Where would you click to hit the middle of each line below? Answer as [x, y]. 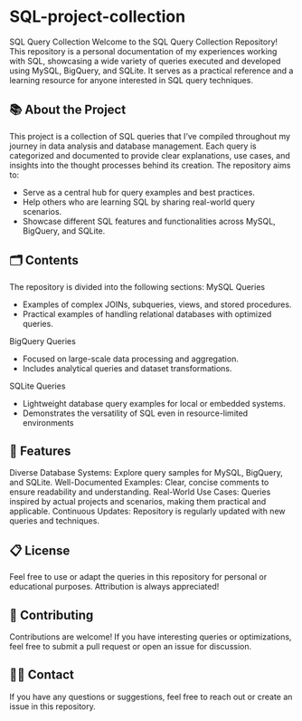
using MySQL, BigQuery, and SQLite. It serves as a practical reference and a [151, 71]
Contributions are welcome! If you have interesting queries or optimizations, [151, 637]
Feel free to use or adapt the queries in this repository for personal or [138, 577]
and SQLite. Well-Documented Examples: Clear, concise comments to [139, 483]
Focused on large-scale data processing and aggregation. [131, 359]
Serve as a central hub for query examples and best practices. [138, 192]
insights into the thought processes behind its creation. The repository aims [150, 165]
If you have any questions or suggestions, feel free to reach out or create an [151, 697]
